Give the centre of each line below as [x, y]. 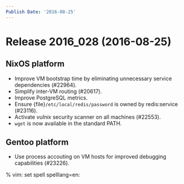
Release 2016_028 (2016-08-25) [89, 41]
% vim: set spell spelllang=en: [43, 175]
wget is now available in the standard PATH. [68, 123]
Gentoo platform [37, 142]
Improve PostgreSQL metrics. [51, 98]
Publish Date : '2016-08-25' [41, 12]
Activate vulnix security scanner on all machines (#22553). [87, 117]
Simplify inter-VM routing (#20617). [58, 91]
